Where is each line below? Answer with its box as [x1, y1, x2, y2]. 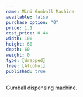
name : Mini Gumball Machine [6, 8, 75, 15]
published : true [6, 68, 46, 74]
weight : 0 [6, 52, 30, 58]
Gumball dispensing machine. [6, 84, 78, 91]
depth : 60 [6, 47, 30, 53]
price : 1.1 [6, 25, 33, 31]
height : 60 [6, 41, 33, 47]
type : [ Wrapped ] [6, 57, 46, 63]
